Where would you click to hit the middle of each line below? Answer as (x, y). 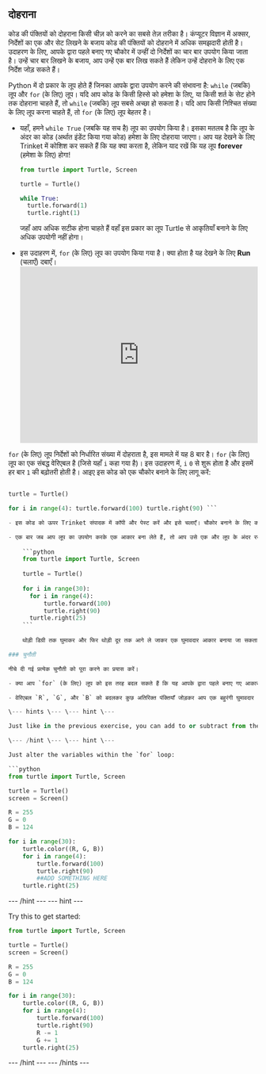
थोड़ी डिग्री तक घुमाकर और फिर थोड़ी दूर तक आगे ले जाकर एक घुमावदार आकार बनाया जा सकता (140, 641)
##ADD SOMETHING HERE (72, 878)
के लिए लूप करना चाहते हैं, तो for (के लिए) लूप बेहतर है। (80, 112)
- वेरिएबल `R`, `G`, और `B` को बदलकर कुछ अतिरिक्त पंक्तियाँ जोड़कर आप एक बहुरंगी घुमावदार (131, 698)
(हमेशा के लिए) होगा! (45, 155)
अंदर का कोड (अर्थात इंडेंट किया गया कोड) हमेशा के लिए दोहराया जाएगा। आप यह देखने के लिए (137, 136)
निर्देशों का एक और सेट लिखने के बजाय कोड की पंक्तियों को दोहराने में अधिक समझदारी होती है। (126, 42)
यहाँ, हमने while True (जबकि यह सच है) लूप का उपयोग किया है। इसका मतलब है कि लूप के (137, 128)
